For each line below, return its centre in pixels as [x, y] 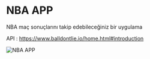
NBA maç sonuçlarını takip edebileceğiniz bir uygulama [74, 27]
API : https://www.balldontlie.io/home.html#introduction [75, 38]
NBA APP [30, 10]
